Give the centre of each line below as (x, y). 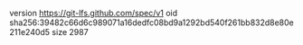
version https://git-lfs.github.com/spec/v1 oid (94, 13)
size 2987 (70, 32)
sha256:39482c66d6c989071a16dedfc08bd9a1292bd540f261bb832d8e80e (151, 22)
